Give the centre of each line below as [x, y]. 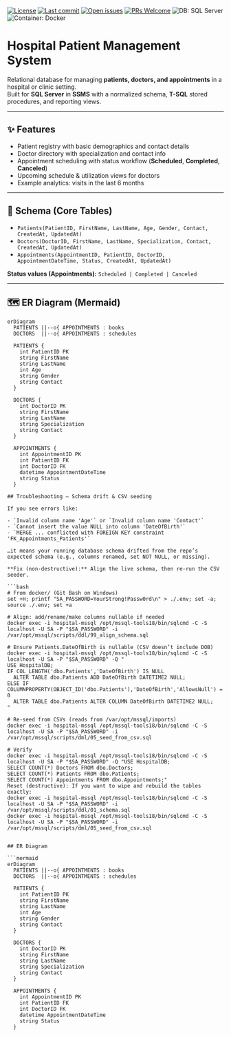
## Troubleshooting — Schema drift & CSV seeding [80, 497]
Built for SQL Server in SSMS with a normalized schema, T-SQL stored [107, 94]
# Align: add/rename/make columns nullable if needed [86, 617]
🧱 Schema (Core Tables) [60, 211]
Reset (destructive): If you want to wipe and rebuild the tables [104, 786]
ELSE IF [18, 684]
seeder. [18, 575]
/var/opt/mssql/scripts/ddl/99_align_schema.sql [78, 635]
